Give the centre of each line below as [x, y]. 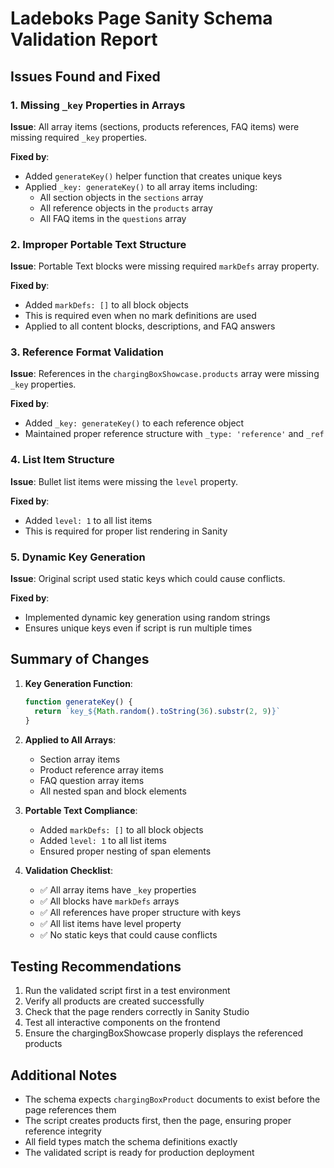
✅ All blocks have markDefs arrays [109, 901]
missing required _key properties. [79, 137]
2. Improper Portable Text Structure [98, 244]
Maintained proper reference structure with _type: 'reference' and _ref [174, 434]
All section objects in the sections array [121, 197]
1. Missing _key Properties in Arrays [98, 105]
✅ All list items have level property [110, 923]
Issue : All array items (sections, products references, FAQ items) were [155, 126]
